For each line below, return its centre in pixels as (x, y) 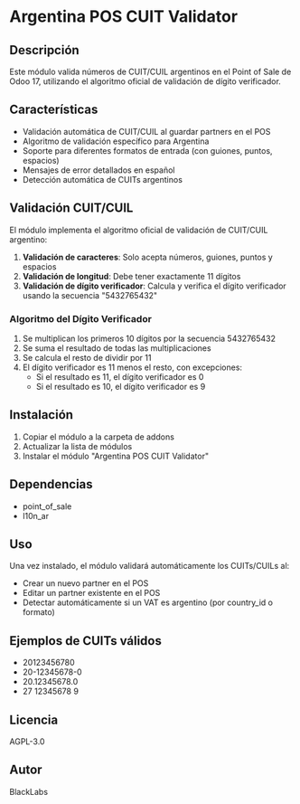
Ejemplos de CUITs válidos (86, 641)
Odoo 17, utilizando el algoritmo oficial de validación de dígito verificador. (145, 81)
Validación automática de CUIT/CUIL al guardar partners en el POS (146, 131)
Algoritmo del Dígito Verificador (80, 318)
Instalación (42, 415)
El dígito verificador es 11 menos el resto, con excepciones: (132, 367)
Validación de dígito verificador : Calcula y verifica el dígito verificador (154, 286)
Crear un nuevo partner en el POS (85, 583)
